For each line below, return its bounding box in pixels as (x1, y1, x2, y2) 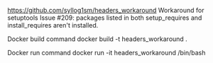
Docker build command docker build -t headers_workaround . (7, 35, 188, 43)
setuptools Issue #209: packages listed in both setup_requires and (7, 13, 202, 22)
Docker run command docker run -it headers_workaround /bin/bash (7, 49, 206, 57)
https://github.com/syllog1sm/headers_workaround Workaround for (7, 6, 204, 14)
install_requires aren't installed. (7, 21, 99, 29)
